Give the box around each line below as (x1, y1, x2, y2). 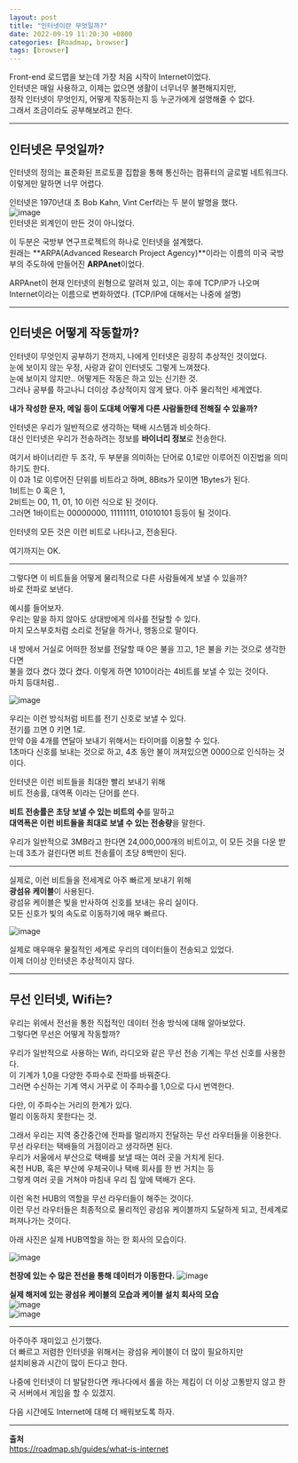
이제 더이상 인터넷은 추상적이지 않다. (9, 955, 135, 965)
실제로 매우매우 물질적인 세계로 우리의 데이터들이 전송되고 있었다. (9, 944, 235, 955)
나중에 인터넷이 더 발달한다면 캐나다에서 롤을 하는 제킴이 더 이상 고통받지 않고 (9, 1376, 277, 1387)
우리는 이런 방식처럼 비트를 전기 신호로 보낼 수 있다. (9, 713, 186, 724)
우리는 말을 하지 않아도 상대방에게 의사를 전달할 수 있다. (9, 613, 201, 624)
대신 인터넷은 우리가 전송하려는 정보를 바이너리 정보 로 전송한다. (9, 433, 227, 444)
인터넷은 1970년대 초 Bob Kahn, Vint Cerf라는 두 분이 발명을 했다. (9, 196, 238, 207)
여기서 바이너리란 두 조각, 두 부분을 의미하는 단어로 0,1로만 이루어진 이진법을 (9, 452, 272, 462)
